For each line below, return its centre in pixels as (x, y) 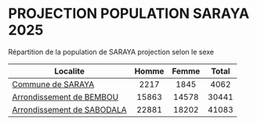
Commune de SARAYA (53, 84)
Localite (69, 71)
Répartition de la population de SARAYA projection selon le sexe (111, 52)
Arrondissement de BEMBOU (65, 97)
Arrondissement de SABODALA (69, 109)
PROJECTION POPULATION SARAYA (129, 14)
